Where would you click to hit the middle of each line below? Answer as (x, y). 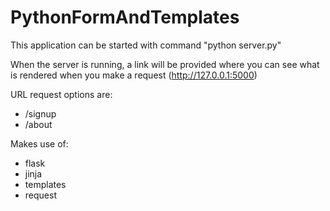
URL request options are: (61, 94)
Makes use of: (39, 143)
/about (38, 124)
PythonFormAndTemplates (125, 17)
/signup (40, 113)
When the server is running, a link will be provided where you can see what (165, 64)
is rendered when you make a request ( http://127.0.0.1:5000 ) (134, 75)
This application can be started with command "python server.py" (146, 45)
